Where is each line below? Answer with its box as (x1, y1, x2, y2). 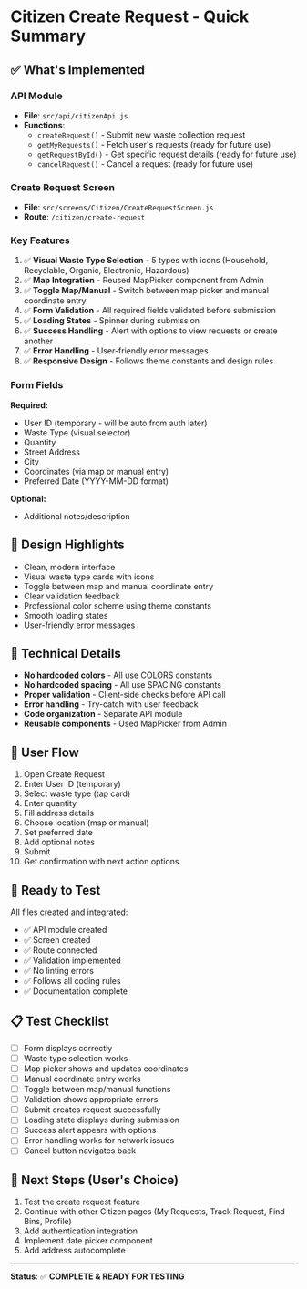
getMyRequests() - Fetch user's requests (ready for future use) (36, 138, 271, 149)
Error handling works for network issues (23, 1135, 175, 1146)
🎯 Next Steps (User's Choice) (10, 1172, 179, 1188)
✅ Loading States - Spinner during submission (23, 315, 200, 326)
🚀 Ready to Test (10, 882, 101, 898)
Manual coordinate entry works (23, 1073, 141, 1085)
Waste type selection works (23, 1052, 128, 1063)
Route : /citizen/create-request (23, 211, 146, 222)
